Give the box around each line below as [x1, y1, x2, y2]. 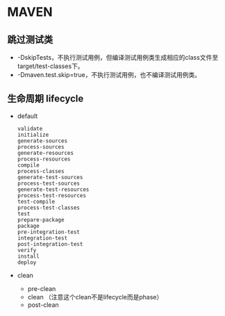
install [17, 253, 40, 260]
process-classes [17, 167, 65, 174]
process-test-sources [17, 180, 80, 187]
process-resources [17, 156, 71, 163]
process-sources [17, 143, 65, 150]
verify [17, 247, 37, 253]
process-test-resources [17, 192, 87, 199]
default [17, 112, 38, 120]
